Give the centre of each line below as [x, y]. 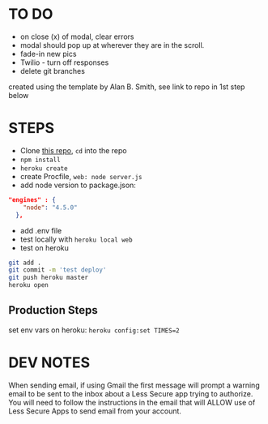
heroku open [28, 285]
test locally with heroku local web [76, 239]
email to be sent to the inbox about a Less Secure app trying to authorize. [131, 393]
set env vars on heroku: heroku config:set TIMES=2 [94, 330]
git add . [25, 263]
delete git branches [52, 71]
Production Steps [53, 310]
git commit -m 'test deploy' [57, 270]
